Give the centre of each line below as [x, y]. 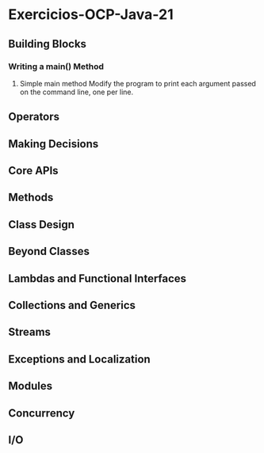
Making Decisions [54, 144]
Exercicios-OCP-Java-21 [91, 15]
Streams [30, 332]
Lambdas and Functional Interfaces [98, 278]
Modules [31, 386]
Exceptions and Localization [79, 359]
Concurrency [42, 413]
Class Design [42, 225]
